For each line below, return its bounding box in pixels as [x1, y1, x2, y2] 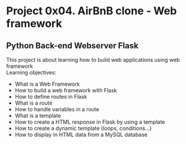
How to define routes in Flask [14, 93, 88, 100]
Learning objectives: [6, 69, 57, 76]
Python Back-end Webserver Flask [6, 40, 139, 51]
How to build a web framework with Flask [14, 87, 117, 93]
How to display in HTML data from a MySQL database [14, 131, 148, 138]
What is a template [14, 112, 62, 119]
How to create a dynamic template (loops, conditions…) [14, 125, 152, 132]
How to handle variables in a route [14, 106, 100, 112]
